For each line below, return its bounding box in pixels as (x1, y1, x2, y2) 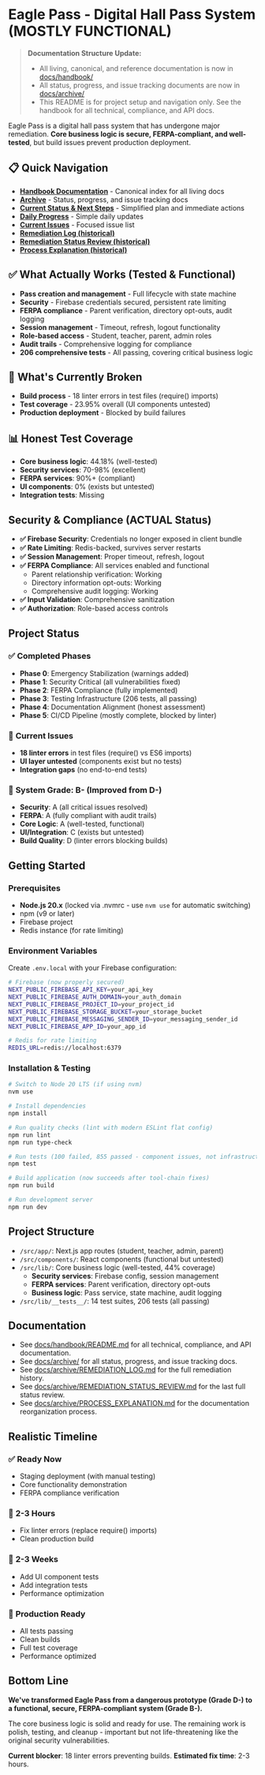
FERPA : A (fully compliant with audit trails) (19, 811, 157, 820)
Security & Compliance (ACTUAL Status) (8, 513, 212, 526)
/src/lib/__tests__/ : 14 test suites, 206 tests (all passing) (19, 1296, 211, 1306)
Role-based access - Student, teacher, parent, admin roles (19, 331, 212, 340)
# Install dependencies (8, 1102, 87, 1110)
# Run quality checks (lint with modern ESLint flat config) (8, 1123, 214, 1131)
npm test (8, 1160, 37, 1168)
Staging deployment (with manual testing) (19, 1471, 156, 1481)
